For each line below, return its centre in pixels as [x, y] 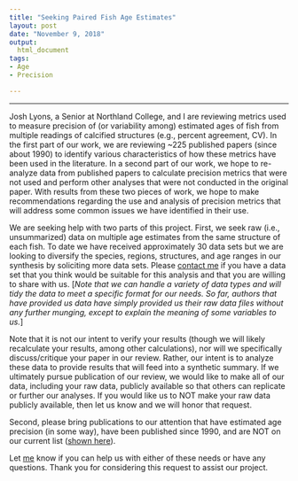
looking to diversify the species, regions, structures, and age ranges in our [145, 256]
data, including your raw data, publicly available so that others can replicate [147, 385]
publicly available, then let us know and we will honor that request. [131, 405]
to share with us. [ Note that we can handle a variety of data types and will [145, 283]
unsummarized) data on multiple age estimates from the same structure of [145, 237]
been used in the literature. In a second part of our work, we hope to [134, 163]
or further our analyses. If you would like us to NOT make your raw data [140, 395]
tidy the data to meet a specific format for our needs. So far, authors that [143, 293]
